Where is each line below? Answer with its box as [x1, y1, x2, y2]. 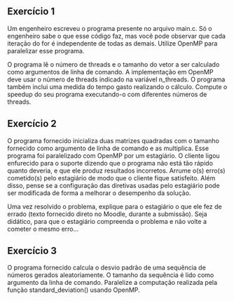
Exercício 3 [7, 245, 57, 257]
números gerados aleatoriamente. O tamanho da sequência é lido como [7, 271, 214, 279]
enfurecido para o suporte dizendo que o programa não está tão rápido [7, 159, 214, 167]
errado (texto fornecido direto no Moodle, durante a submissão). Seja [7, 210, 208, 218]
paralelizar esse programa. [7, 46, 85, 55]
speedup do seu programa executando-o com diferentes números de [7, 90, 207, 98]
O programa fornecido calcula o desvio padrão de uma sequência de [7, 263, 207, 272]
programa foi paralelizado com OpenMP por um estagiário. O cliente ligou [7, 151, 220, 160]
